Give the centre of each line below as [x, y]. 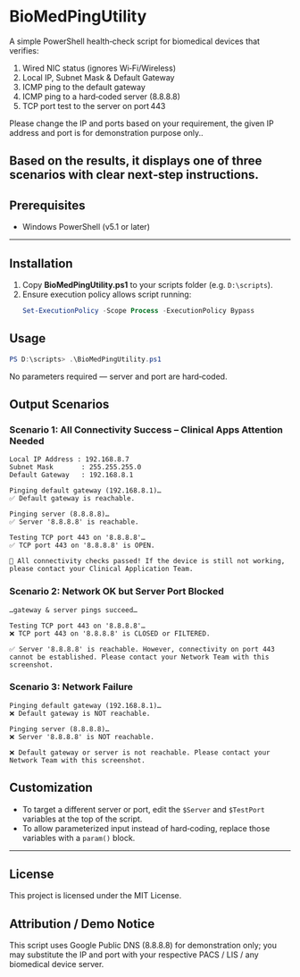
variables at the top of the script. [82, 819]
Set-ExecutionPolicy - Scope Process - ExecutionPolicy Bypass [138, 310]
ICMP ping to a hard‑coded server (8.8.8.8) [101, 97]
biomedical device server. [57, 964]
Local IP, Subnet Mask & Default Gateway [98, 77]
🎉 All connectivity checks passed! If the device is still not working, [147, 561]
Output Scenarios [59, 404]
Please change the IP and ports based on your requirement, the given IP [142, 123]
